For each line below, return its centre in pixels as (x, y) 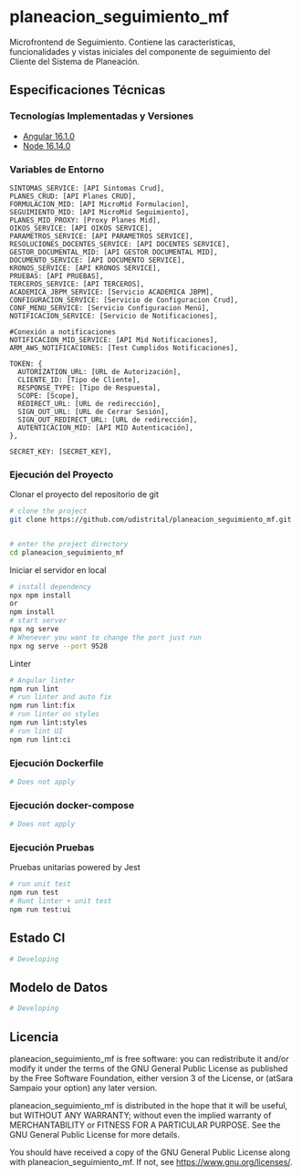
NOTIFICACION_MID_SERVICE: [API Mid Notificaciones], (114, 339)
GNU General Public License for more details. (95, 1135)
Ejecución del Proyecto (62, 474)
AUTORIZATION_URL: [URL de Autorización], (99, 371)
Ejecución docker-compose (72, 805)
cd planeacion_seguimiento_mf (67, 552)
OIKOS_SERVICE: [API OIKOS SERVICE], (81, 228)
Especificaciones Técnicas (88, 90)
